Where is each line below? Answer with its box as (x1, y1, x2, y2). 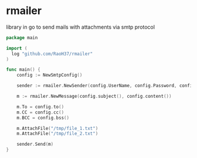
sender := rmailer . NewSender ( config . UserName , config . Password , (16, 83, 177, 89)
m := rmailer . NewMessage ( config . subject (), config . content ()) (16, 94, 172, 99)
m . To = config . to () (16, 104, 64, 109)
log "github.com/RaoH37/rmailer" (11, 51, 93, 57)
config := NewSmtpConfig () (16, 72, 83, 78)
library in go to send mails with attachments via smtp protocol (6, 23, 155, 30)
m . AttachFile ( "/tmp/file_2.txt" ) (16, 130, 98, 137)
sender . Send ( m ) (16, 142, 54, 147)
